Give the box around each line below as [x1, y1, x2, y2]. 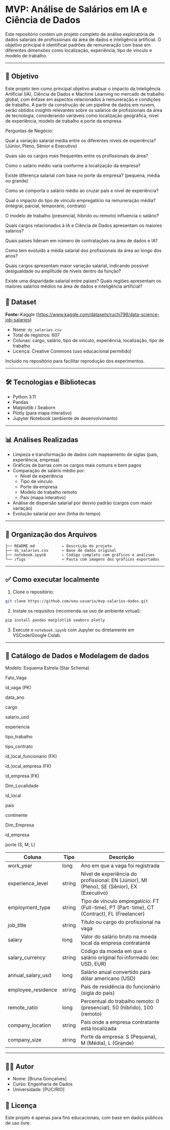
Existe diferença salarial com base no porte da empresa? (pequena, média [5, 172, 160, 178]
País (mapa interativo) [20, 495, 66, 501]
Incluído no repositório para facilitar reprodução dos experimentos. [5, 358, 145, 364]
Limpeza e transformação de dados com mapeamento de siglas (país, [12, 451, 158, 458]
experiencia [5, 724, 30, 730]
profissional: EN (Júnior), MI [80, 877, 148, 884]
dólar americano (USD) [80, 975, 136, 982]
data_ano [5, 694, 24, 700]
